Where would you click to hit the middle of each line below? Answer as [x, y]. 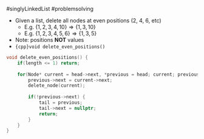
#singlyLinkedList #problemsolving [50, 9]
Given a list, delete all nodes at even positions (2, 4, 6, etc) [88, 20]
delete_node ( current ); [57, 86]
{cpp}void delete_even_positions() [60, 47]
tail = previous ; [61, 103]
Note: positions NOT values [49, 40]
